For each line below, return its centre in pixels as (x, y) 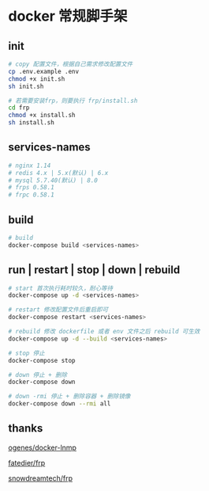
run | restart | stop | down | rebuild (94, 270)
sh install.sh (32, 123)
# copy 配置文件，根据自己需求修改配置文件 (71, 64)
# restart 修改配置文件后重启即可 (58, 310)
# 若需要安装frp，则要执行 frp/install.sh (73, 101)
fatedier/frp (27, 462)
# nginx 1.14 (30, 166)
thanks (26, 428)
